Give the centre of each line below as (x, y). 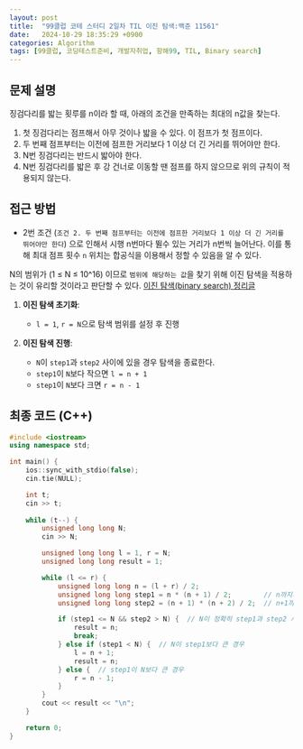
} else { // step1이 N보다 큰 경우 (121, 670)
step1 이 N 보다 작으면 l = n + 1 (92, 373)
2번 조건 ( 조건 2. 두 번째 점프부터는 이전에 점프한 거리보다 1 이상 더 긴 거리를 (153, 232)
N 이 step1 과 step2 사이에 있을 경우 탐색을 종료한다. (125, 362)
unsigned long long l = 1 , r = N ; (106, 553)
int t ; (38, 495)
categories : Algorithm (52, 43)
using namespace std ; (50, 446)
